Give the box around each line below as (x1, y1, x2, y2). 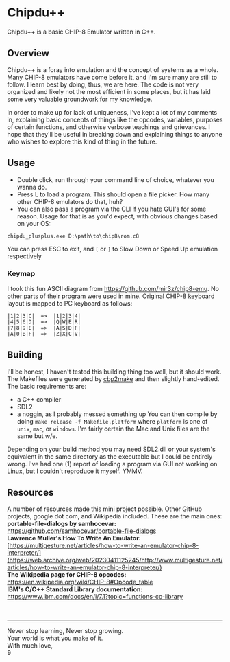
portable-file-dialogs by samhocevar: (7, 520, 116, 528)
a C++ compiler (16, 395, 62, 403)
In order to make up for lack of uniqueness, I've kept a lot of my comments (7, 108, 218, 116)
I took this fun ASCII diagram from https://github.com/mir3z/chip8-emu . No (7, 284, 219, 293)
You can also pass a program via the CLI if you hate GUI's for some (16, 205, 207, 213)
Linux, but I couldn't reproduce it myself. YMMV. (7, 467, 143, 475)
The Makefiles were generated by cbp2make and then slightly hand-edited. (7, 374, 220, 383)
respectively (7, 252, 42, 260)
